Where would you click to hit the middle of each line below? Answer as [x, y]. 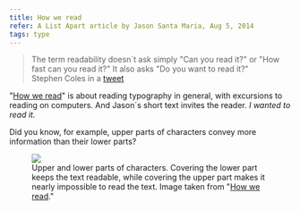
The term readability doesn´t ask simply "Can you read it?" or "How [155, 60]
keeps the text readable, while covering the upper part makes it [149, 177]
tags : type [30, 34]
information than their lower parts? [73, 142]
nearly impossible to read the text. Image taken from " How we [146, 187]
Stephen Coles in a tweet [77, 79]
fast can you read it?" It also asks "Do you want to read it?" [140, 69]
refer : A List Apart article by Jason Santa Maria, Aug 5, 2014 [132, 26]
